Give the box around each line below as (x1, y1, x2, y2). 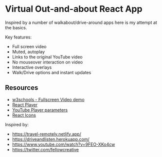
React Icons (12, 112, 36, 118)
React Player (12, 101, 38, 108)
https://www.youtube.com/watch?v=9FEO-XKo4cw (12, 141, 115, 147)
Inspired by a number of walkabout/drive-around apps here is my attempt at (5, 20, 157, 25)
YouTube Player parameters (12, 107, 68, 113)
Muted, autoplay (12, 49, 45, 55)
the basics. (5, 24, 27, 30)
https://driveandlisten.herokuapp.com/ (12, 136, 90, 142)
